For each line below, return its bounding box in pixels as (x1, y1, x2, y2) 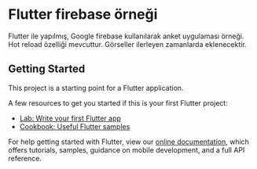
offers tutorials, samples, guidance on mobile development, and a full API (8, 145, 245, 154)
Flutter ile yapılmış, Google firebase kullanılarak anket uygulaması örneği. (8, 31, 244, 41)
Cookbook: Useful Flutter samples (19, 121, 130, 131)
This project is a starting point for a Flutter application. (8, 83, 184, 92)
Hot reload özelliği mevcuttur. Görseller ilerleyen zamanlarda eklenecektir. (8, 39, 247, 49)
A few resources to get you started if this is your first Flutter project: (8, 98, 228, 107)
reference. (8, 153, 42, 163)
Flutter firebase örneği (8, 5, 158, 23)
